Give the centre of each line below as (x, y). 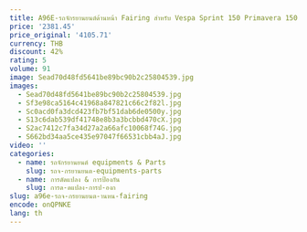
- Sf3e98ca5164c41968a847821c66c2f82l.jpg (100, 103)
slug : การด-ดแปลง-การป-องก (71, 188)
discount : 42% (37, 52)
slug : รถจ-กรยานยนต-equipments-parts (94, 171)
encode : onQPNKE (40, 205)
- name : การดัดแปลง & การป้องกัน (69, 179)
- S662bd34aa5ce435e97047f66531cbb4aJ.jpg (100, 137)
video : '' (28, 145)
